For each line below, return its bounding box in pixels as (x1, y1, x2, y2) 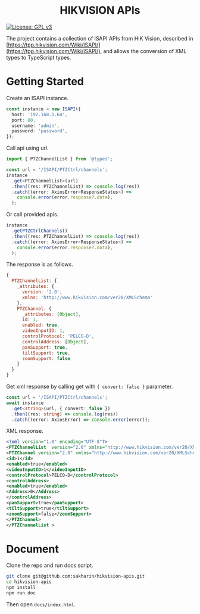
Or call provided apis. (6, 211, 59, 218)
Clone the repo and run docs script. (6, 562, 93, 569)
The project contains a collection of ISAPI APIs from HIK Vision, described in (6, 35, 193, 42)
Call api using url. (6, 144, 49, 152)
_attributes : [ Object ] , (21, 311, 82, 317)
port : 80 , (11, 117, 36, 123)
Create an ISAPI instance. (6, 94, 69, 101)
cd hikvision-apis (6, 579, 52, 585)
